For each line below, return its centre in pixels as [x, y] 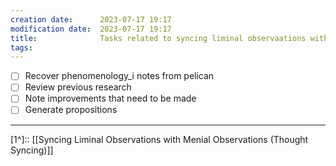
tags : [21, 47]
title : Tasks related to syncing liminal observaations [158, 38]
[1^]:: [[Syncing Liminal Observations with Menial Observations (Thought [159, 139]
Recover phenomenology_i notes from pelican [119, 76]
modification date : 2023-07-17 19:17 [91, 29]
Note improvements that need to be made [110, 98]
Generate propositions [71, 110]
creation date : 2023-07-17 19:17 [91, 19]
